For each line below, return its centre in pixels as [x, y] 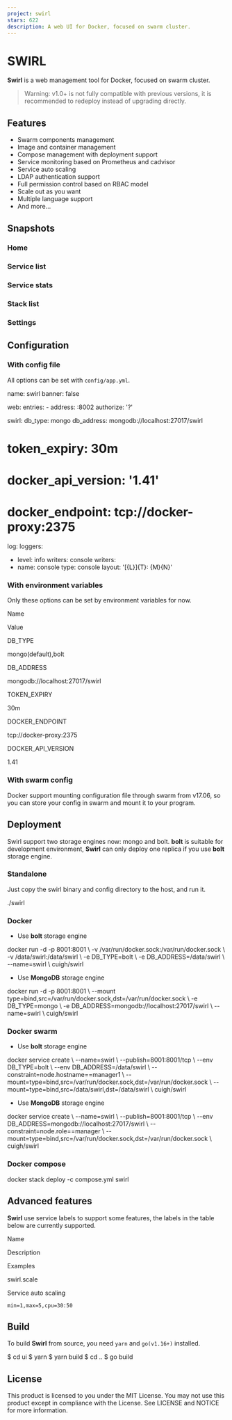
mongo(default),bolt [36, 654]
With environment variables [55, 585]
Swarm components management [66, 140]
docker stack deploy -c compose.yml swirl [68, 1179]
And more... [34, 207]
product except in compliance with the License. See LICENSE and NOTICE [113, 1403]
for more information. [38, 1410]
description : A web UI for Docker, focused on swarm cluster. [99, 26]
